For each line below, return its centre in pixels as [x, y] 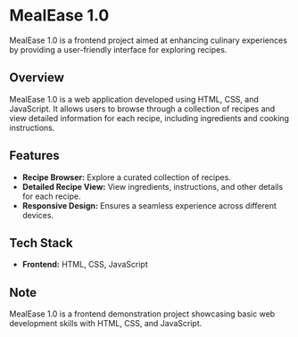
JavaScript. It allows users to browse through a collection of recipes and [142, 109]
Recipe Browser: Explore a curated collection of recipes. [127, 177]
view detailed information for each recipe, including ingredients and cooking [149, 118]
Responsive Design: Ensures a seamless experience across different [149, 205]
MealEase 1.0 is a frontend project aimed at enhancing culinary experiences [149, 40]
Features [34, 156]
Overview [37, 78]
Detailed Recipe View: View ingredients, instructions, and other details [153, 186]
